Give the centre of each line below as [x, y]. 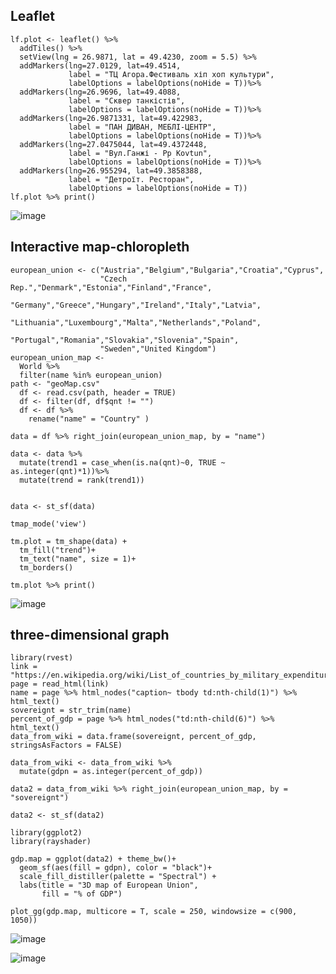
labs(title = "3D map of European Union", [109, 885]
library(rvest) [42, 658]
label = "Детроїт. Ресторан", [131, 179]
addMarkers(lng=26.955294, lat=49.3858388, [111, 170]
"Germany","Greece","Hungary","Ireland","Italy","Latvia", [136, 305]
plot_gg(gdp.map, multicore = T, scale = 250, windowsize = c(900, [154, 912]
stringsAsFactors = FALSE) [66, 745]
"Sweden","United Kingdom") [158, 349]
